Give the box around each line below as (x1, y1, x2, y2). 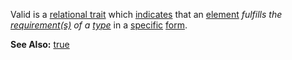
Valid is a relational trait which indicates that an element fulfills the (10, 9, 283, 20)
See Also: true (10, 39, 70, 50)
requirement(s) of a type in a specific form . (10, 19, 188, 31)
